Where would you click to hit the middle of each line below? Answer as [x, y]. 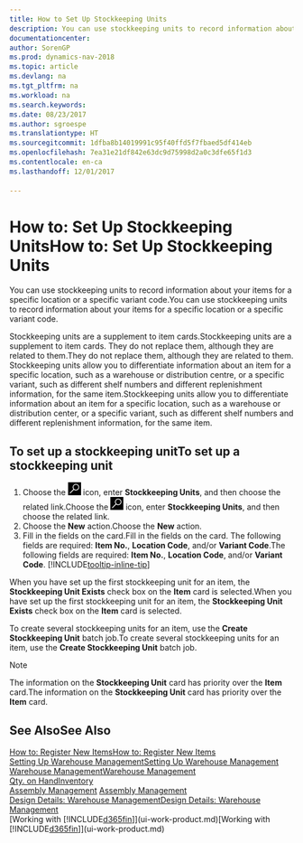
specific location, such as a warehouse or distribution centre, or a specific [147, 375]
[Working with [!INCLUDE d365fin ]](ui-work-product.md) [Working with [140, 820]
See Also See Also [60, 731]
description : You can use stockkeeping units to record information [141, 28]
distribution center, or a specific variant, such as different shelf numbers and [151, 413]
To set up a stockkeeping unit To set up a [125, 451]
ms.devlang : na [38, 77]
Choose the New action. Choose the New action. [112, 526]
